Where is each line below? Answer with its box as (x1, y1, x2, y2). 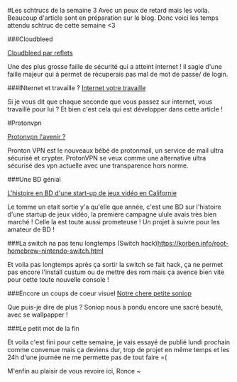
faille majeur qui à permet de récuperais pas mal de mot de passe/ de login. (7, 70, 228, 78)
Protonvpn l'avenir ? (7, 133, 66, 141)
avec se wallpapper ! (7, 310, 69, 319)
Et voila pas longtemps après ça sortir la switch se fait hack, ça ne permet (7, 261, 224, 268)
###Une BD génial (7, 175, 62, 183)
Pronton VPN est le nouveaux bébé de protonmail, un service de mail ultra (7, 146, 224, 155)
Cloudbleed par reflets (7, 49, 73, 57)
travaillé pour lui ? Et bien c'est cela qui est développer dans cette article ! (7, 105, 224, 113)
